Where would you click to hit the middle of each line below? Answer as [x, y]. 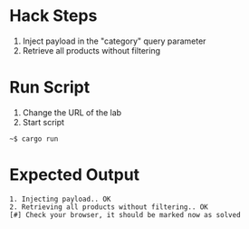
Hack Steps [53, 16]
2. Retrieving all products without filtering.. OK [109, 207]
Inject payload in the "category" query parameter [114, 41]
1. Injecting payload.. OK [60, 199]
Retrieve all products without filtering [91, 50]
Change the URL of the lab [72, 112]
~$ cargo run [34, 139]
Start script [43, 122]
